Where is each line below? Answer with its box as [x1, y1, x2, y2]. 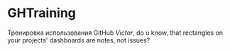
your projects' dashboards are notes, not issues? [7, 35, 150, 44]
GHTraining [7, 5, 77, 21]
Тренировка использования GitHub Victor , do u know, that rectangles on [7, 28, 224, 37]
